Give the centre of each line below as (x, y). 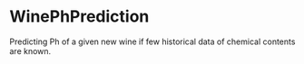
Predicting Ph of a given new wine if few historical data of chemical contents (152, 41)
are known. (30, 50)
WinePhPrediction (79, 17)
